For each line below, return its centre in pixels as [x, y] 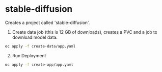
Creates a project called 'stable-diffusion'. [47, 23]
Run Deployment [29, 55]
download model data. [35, 37]
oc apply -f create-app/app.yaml [39, 65]
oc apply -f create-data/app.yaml [40, 46]
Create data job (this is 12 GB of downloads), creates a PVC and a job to [85, 32]
